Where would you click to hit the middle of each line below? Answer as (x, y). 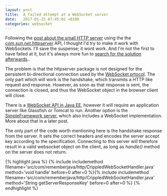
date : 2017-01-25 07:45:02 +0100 (42, 19)
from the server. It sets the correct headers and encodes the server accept (82, 136)
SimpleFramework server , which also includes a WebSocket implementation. (84, 116)
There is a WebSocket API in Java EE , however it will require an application (82, 105)
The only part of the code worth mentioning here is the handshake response (84, 131)
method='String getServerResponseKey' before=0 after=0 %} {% (72, 183)
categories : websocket (29, 24)
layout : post (19, 10)
